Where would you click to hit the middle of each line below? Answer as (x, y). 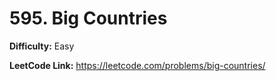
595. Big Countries (88, 18)
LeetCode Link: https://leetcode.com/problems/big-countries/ (137, 65)
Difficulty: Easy (42, 46)
